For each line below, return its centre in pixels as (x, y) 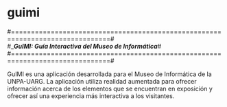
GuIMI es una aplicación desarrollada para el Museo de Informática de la (110, 74)
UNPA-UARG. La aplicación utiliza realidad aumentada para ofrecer (102, 81)
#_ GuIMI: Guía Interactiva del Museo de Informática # (84, 46)
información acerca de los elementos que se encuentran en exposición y (110, 88)
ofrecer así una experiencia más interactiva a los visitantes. (91, 96)
